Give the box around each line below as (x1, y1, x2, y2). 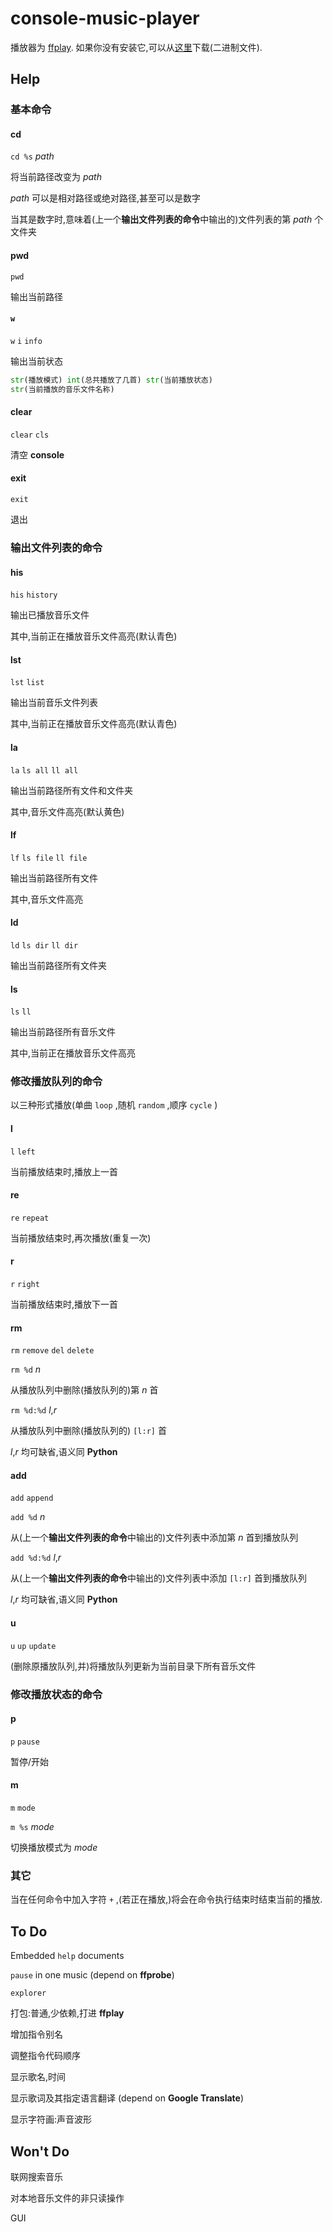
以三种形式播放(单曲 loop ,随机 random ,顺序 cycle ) (10, 1099, 218, 1111)
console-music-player (10, 7, 200, 30)
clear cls (10, 430, 50, 440)
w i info (10, 336, 43, 346)
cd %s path (10, 150, 55, 162)
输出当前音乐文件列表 (10, 697, 98, 709)
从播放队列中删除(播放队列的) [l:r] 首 (10, 1425, 167, 1437)
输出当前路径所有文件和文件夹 (10, 784, 133, 796)
